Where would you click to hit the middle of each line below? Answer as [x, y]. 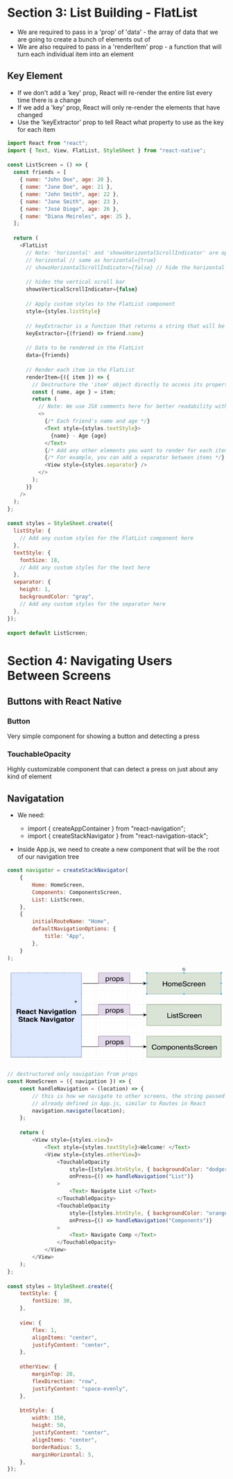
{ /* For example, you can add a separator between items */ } [135, 458]
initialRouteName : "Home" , [71, 922]
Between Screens [59, 676]
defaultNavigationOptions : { [74, 929]
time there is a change [49, 100]
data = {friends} [48, 355]
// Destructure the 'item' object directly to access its [118, 384]
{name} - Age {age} [79, 436]
